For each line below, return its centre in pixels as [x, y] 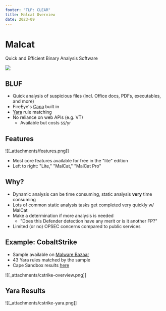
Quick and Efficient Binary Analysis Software [52, 58]
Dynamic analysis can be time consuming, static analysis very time [82, 194]
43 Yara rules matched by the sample [51, 260]
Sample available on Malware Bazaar [51, 254]
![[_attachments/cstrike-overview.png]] [46, 275]
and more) [23, 101]
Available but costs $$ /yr [46, 123]
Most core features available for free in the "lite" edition [70, 160]
